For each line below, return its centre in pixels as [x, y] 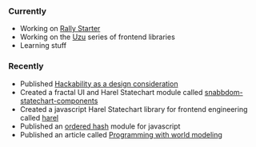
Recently [26, 66]
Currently [27, 11]
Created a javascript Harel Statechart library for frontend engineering [134, 109]
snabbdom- [224, 92]
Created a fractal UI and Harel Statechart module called [111, 92]
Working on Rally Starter [60, 29]
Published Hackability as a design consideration [99, 83]
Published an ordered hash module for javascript [100, 126]
